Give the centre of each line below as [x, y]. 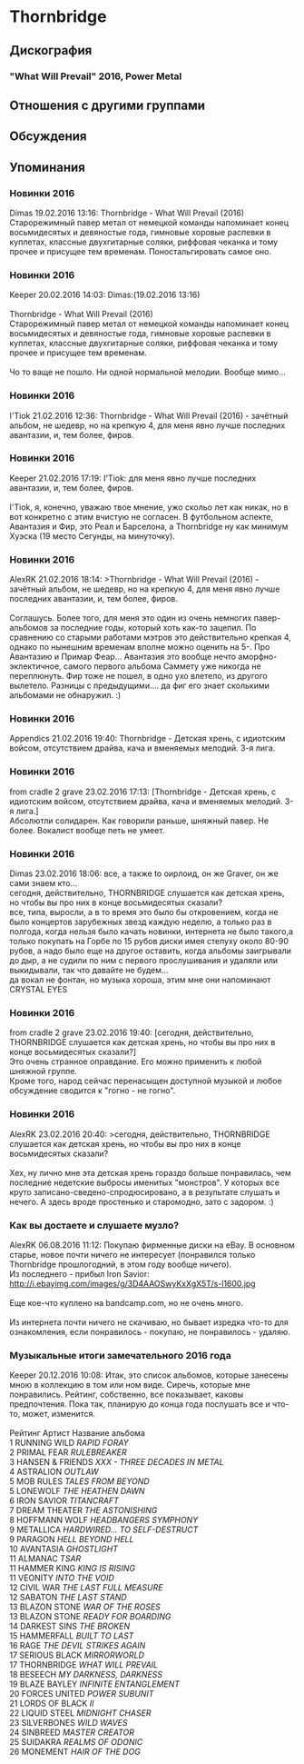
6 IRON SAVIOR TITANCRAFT [64, 1500]
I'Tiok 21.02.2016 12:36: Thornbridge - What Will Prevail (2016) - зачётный [149, 415]
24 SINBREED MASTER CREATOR [72, 1732]
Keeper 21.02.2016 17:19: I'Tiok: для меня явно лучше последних [133, 478]
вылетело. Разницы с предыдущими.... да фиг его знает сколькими [140, 686]
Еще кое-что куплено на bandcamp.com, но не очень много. [126, 1302]
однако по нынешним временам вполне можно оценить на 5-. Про [140, 647]
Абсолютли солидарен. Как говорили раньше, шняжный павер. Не [139, 821]
